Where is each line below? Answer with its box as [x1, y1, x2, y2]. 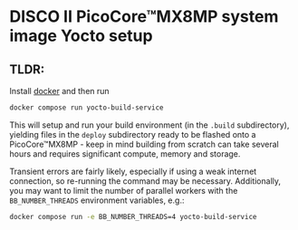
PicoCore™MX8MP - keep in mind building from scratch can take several [9, 139, 279, 149]
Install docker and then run [9, 86, 111, 96]
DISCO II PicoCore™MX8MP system [9, 6, 279, 27]
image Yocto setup [9, 25, 153, 46]
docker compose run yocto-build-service [9, 103, 165, 112]
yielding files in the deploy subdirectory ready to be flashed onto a [9, 129, 256, 139]
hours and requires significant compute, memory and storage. [9, 148, 241, 159]
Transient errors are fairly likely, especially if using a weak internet [9, 166, 257, 177]
